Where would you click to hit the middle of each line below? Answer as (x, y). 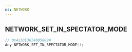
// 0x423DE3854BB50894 (28, 40)
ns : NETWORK (17, 9)
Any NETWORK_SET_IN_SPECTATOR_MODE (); (44, 45)
